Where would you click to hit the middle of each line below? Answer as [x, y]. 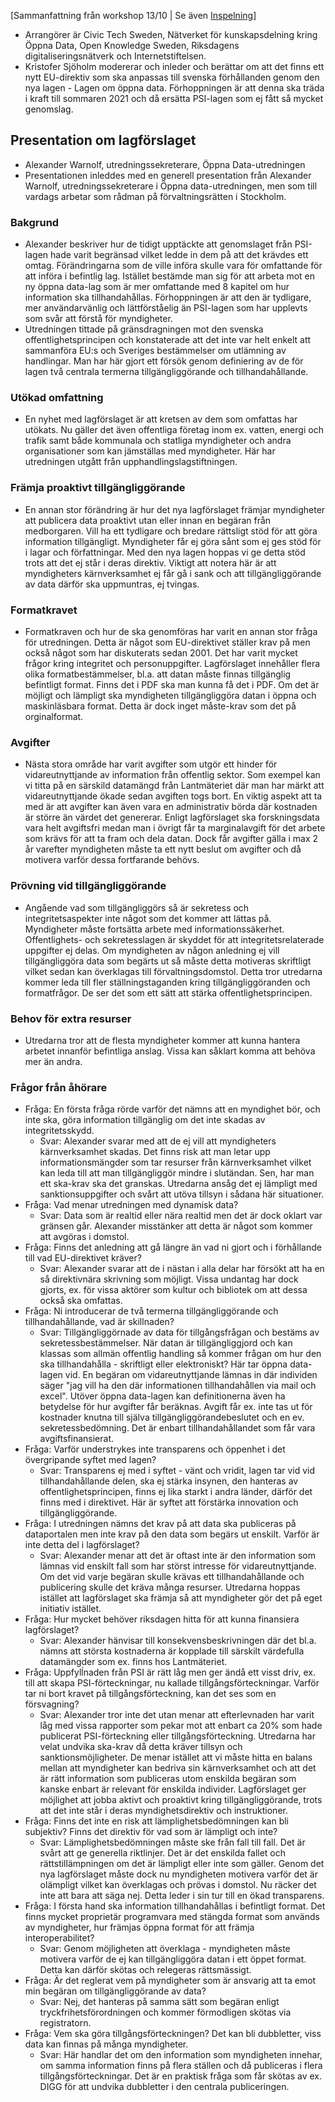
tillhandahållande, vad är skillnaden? [99, 1322]
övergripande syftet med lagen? [90, 1460]
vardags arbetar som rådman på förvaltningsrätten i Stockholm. [155, 196]
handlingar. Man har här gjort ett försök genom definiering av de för [164, 361]
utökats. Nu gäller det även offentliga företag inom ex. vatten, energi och [174, 430]
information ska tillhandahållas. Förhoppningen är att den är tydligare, [168, 297]
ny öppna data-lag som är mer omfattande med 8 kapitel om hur [157, 287]
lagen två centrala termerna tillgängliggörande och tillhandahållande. [166, 372]
